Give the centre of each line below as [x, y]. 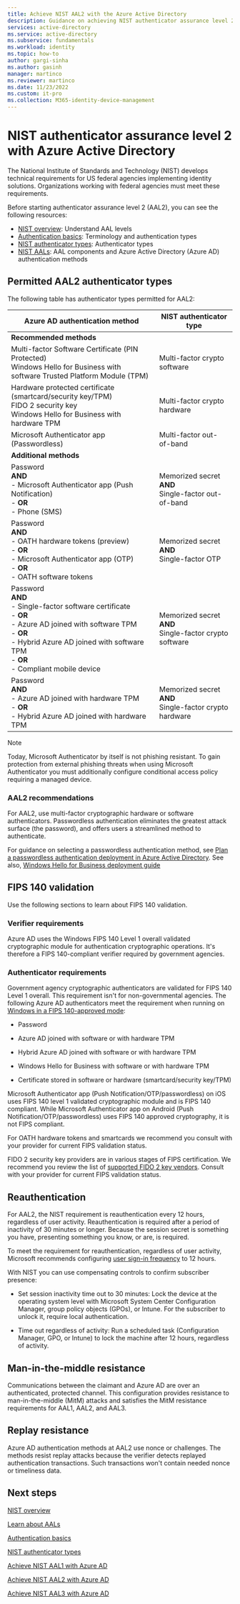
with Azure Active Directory [91, 151]
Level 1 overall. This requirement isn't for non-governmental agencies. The [117, 996]
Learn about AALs [34, 1524]
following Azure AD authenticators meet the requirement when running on [116, 1003]
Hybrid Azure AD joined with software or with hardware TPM [107, 1052]
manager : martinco [35, 74]
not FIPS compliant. [36, 1124]
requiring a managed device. [50, 779]
